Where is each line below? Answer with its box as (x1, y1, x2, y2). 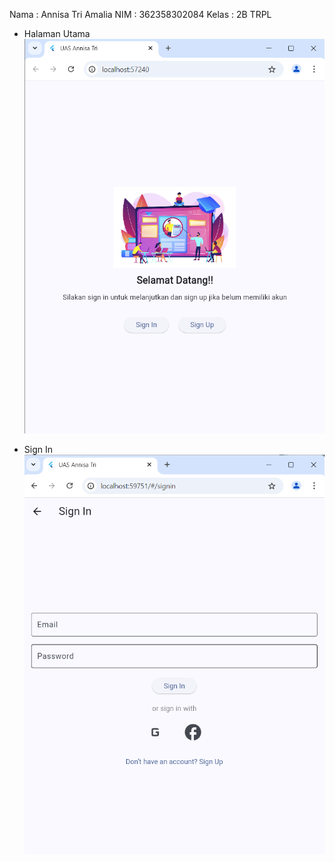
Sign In (23, 444, 53, 456)
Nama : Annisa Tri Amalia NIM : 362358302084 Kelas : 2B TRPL (9, 9, 272, 20)
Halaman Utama (23, 28, 91, 39)
